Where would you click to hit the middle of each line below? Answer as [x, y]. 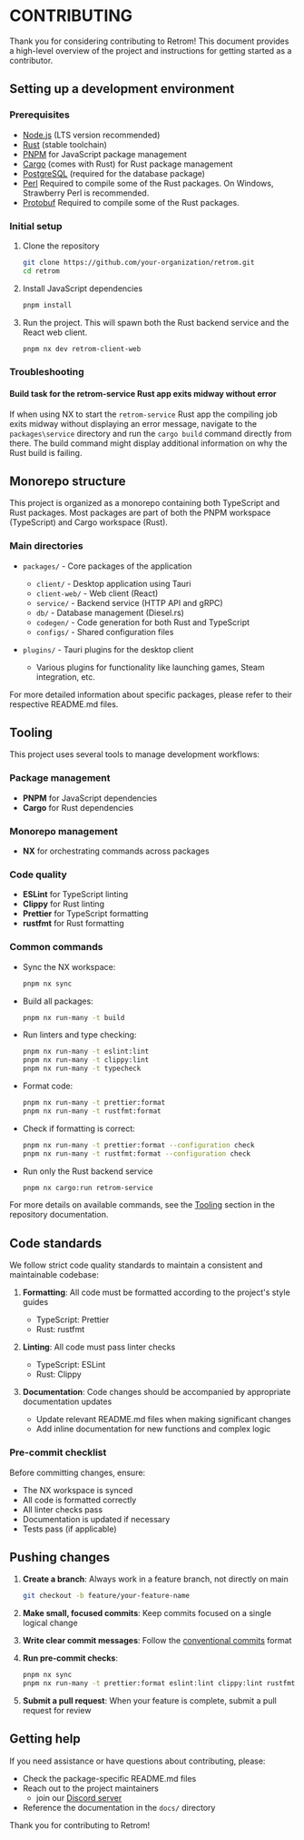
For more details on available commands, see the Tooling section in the [142, 1205]
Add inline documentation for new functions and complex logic [153, 1429]
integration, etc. [65, 677]
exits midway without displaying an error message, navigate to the [133, 423]
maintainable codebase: [54, 1275]
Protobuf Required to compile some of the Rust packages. [131, 202]
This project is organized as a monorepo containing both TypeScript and [145, 503]
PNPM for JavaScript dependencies [89, 798]
